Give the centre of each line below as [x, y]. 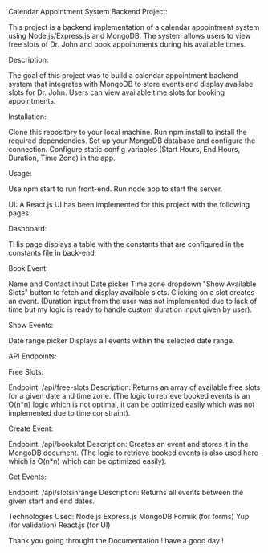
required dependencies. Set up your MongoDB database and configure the [132, 141]
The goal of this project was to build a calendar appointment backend [123, 75]
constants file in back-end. [53, 253]
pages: [20, 213]
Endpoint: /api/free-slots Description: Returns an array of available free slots [134, 387]
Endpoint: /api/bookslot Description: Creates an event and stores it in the [128, 444]
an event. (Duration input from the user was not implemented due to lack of [133, 301]
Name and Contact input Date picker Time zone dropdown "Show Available [132, 284]
